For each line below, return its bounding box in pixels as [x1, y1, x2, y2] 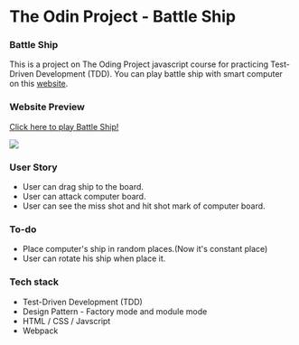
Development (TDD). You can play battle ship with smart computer [35, 69, 283, 79]
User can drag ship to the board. [22, 182, 145, 192]
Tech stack [9, 275, 59, 288]
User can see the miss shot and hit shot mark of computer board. [22, 200, 266, 211]
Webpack [22, 325, 59, 336]
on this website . [9, 79, 69, 89]
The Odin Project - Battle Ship [9, 6, 237, 27]
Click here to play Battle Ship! [9, 121, 119, 132]
